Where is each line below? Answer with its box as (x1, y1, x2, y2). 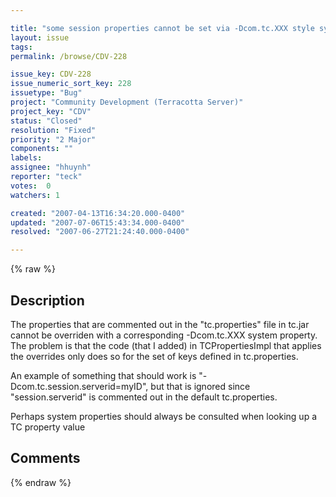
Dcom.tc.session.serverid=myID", (10, 380, 149, 392)
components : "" (10, 144, 74, 154)
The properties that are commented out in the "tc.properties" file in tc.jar (10, 318, 310, 330)
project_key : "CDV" (10, 106, 92, 116)
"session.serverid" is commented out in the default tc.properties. (10, 391, 278, 403)
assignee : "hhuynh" (10, 162, 92, 173)
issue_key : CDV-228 (10, 69, 92, 80)
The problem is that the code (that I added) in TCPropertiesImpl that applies (10, 339, 322, 351)
